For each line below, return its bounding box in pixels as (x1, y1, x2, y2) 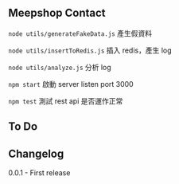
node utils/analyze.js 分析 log (8, 62, 111, 72)
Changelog (8, 147, 64, 160)
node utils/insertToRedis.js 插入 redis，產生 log (8, 45, 173, 55)
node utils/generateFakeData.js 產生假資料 (8, 28, 153, 38)
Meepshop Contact (8, 6, 106, 20)
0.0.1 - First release (8, 168, 71, 178)
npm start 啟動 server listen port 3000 (8, 79, 134, 88)
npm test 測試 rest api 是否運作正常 (8, 96, 123, 106)
